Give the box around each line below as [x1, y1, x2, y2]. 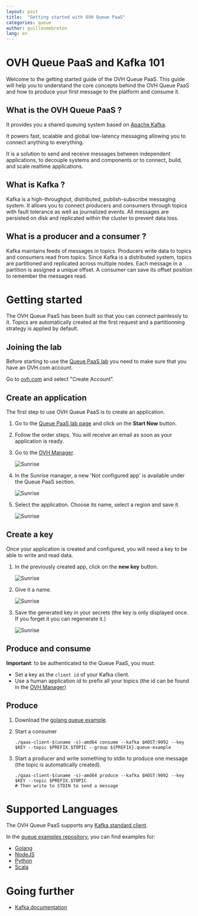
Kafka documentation [14, 904, 67, 911]
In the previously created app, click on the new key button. [14, 563, 158, 570]
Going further [6, 884, 74, 898]
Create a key [6, 530, 54, 540]
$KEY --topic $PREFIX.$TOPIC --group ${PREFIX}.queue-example [14, 744, 171, 751]
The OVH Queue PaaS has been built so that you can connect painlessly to [6, 313, 188, 320]
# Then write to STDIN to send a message [14, 782, 118, 789]
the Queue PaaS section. [14, 478, 76, 485]
